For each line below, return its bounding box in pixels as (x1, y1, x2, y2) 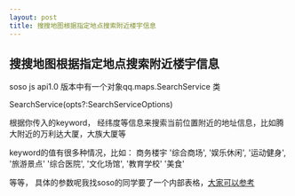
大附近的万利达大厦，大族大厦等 (9, 129, 126, 139)
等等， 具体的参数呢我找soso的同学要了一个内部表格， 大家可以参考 (9, 177, 255, 188)
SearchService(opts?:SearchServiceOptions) (9, 99, 173, 110)
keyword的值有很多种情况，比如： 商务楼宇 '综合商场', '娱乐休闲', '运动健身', (9, 147, 286, 158)
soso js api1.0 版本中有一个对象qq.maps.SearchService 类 (9, 82, 220, 92)
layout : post (9, 12, 58, 22)
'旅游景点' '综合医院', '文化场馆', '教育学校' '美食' (9, 159, 185, 169)
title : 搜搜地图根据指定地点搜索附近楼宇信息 (9, 21, 157, 30)
